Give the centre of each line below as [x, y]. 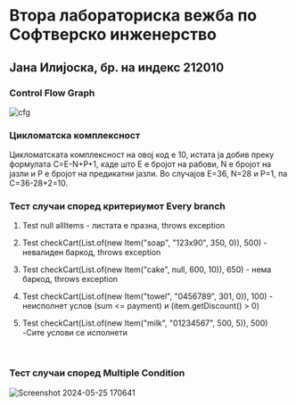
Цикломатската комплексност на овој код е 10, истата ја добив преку [142, 155]
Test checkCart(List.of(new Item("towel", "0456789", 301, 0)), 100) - [148, 296]
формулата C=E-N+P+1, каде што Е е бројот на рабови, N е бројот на [140, 164]
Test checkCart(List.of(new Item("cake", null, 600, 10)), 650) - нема [147, 269]
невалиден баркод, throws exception [91, 253]
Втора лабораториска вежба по [133, 16]
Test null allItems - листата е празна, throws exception [123, 226]
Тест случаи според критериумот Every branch [117, 206]
